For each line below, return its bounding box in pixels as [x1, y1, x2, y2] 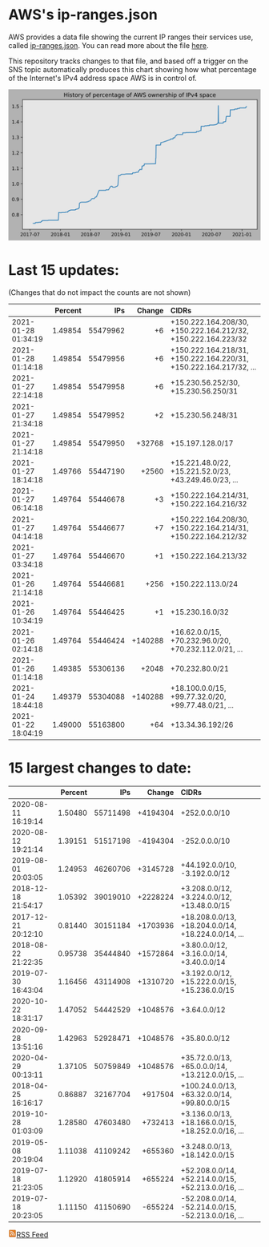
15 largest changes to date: [8, 759, 192, 777]
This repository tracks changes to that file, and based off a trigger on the [8, 56, 249, 66]
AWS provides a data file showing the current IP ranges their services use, [8, 32, 254, 42]
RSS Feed [16, 1229, 49, 1239]
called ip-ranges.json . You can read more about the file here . [8, 40, 209, 50]
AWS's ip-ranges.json [8, 6, 159, 24]
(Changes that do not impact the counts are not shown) [8, 288, 191, 297]
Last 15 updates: [8, 261, 120, 280]
